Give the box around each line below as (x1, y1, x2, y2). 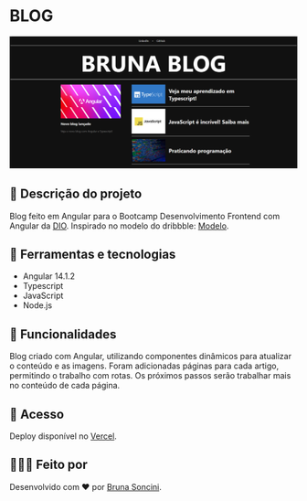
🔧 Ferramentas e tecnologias (9, 246, 176, 261)
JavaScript (22, 290, 64, 302)
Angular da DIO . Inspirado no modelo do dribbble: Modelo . (9, 220, 229, 231)
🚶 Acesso (9, 406, 65, 421)
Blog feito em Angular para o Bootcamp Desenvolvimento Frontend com (9, 210, 281, 221)
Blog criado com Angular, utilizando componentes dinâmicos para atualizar (9, 351, 292, 362)
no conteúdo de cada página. (9, 380, 121, 391)
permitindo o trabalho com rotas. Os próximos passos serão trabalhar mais (9, 370, 291, 381)
